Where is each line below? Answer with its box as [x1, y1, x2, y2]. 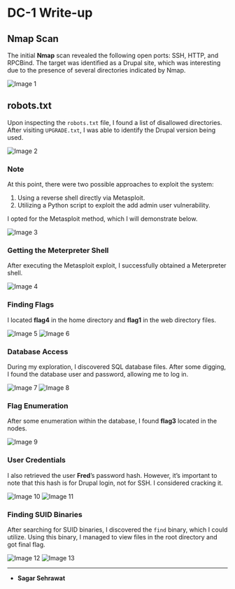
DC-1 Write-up [7, 5, 93, 21]
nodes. [7, 424, 27, 432]
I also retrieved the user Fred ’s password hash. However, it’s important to [7, 471, 218, 479]
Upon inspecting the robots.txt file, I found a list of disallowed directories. [7, 118, 222, 126]
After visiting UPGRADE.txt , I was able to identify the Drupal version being [7, 126, 216, 134]
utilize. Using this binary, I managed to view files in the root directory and [7, 532, 218, 541]
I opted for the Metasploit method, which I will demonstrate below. [7, 214, 198, 223]
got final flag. [7, 540, 45, 548]
